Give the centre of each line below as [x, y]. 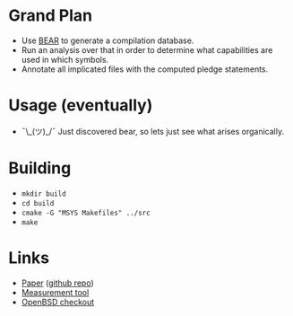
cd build [38, 203]
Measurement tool [55, 292]
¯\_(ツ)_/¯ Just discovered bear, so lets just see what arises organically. [152, 131]
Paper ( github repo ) [58, 283]
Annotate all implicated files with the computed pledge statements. [145, 69]
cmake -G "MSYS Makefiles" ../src [86, 213]
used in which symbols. [65, 59]
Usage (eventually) [81, 105]
